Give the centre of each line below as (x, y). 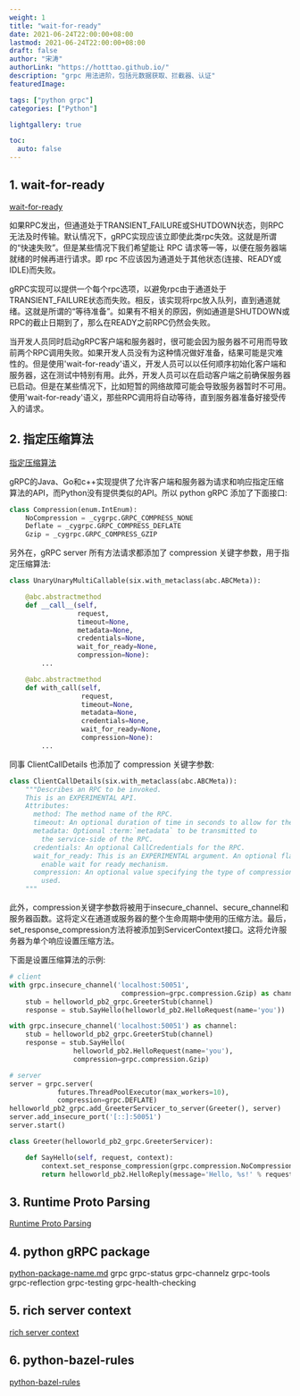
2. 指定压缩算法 (51, 439)
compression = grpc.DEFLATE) (107, 1100)
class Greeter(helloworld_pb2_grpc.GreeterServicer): (112, 1141)
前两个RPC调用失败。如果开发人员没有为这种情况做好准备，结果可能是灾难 (146, 352)
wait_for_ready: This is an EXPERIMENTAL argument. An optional (155, 856)
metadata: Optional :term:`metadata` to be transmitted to (145, 831)
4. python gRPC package (79, 1252)
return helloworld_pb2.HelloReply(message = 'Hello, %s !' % (151, 1174)
